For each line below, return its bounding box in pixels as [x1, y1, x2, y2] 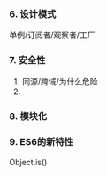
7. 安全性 [9, 54, 46, 67]
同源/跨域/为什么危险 [21, 76, 98, 86]
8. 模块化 [9, 109, 48, 122]
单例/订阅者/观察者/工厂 [9, 29, 96, 41]
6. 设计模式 [9, 7, 57, 20]
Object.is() [9, 156, 48, 167]
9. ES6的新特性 [9, 136, 73, 148]
